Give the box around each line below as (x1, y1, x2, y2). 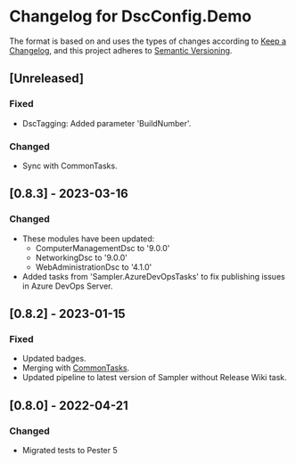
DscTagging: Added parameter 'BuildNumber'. (21, 118, 192, 128)
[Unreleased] (9, 71, 85, 86)
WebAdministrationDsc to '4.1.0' (35, 261, 152, 273)
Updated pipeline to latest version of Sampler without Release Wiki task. (21, 372, 287, 383)
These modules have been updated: (21, 233, 155, 244)
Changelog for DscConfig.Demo (9, 6, 252, 27)
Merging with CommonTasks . (21, 362, 130, 373)
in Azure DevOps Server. (21, 281, 113, 291)
